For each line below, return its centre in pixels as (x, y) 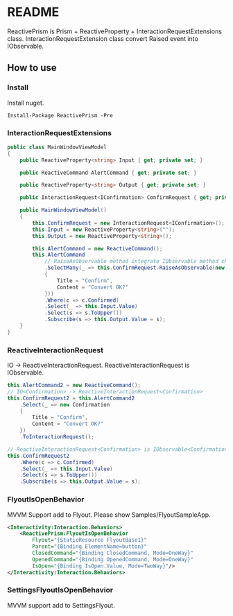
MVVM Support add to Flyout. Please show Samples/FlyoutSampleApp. (109, 515)
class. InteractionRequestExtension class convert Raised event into (103, 38)
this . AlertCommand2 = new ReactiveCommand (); (74, 386)
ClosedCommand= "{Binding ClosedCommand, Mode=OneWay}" (113, 553)
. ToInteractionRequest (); (57, 437)
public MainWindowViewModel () (63, 210)
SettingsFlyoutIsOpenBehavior (60, 590)
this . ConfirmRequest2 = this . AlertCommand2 (71, 398)
